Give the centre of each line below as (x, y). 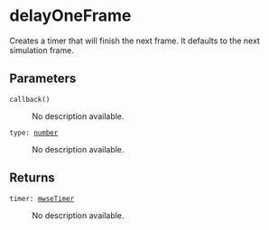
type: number (34, 133)
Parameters (43, 79)
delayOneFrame (70, 16)
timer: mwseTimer (42, 198)
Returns (32, 178)
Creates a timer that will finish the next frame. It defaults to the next (134, 41)
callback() (30, 99)
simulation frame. (42, 50)
